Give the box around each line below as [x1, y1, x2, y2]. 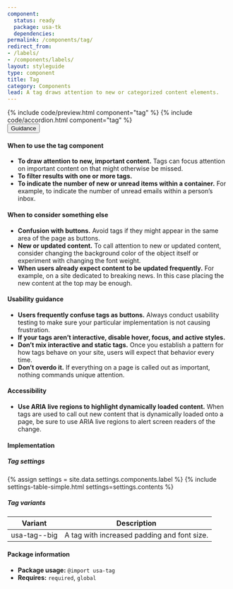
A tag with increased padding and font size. [64, 530, 208, 540]
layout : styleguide [7, 63, 65, 70]
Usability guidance [7, 295, 64, 303]
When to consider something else [7, 210, 109, 219]
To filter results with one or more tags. [17, 172, 133, 181]
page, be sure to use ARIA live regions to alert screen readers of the [17, 417, 215, 425]
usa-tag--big [11, 530, 58, 540]
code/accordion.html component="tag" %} [7, 116, 133, 124]
